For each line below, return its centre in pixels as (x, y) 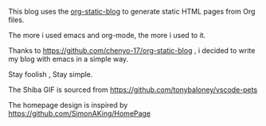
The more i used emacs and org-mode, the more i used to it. (107, 35)
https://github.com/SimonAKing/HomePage (80, 113)
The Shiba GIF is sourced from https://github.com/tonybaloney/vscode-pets (133, 90)
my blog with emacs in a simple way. (68, 59)
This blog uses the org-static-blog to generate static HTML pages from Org (132, 11)
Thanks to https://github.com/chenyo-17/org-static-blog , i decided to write (132, 50)
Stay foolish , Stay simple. (51, 74)
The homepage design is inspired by (68, 105)
